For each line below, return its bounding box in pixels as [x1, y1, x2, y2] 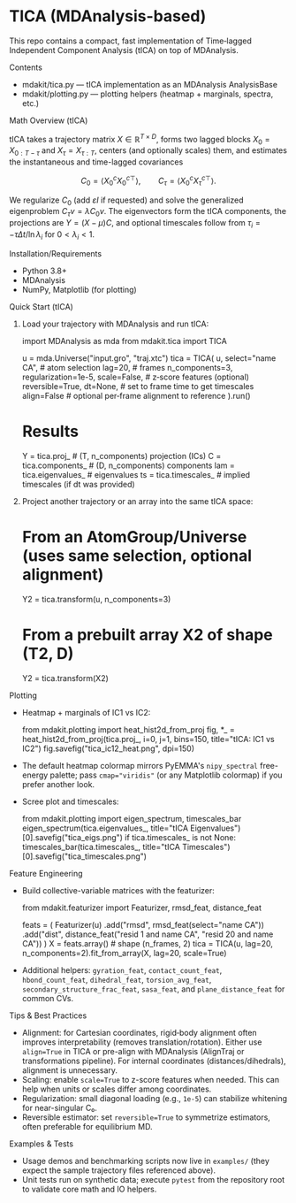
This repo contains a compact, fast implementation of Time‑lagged [9, 35, 252, 46]
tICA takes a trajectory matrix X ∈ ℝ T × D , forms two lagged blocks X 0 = [9, 132, 271, 147]
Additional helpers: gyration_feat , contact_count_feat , [21, 964, 223, 975]
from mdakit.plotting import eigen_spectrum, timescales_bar [21, 813, 242, 824]
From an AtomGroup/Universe [21, 526, 247, 547]
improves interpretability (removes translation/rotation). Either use [21, 1037, 262, 1047]
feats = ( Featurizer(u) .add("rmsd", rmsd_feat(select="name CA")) [21, 919, 265, 930]
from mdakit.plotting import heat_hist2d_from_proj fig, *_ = [21, 724, 236, 735]
